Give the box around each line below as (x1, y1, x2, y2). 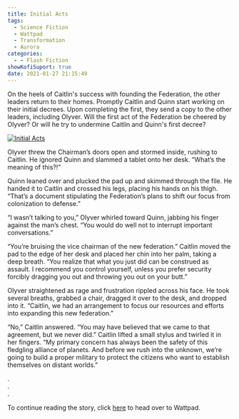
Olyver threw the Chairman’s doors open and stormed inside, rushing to (7, 148, 218, 156)
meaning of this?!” (7, 162, 61, 171)
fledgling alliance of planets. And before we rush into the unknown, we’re (7, 345, 223, 353)
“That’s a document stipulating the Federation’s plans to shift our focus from (7, 192, 230, 200)
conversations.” (7, 228, 54, 237)
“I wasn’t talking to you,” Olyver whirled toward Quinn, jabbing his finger (7, 213, 219, 222)
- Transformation (14, 37, 66, 44)
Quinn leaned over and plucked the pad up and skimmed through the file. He (7, 176, 233, 185)
